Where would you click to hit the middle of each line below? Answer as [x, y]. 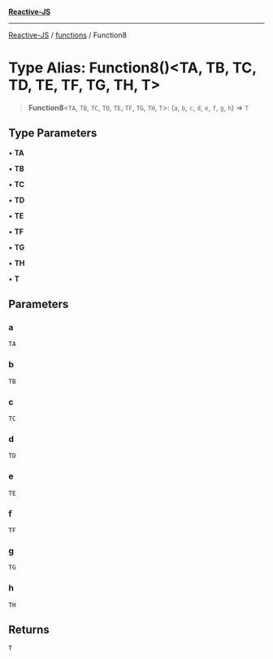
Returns [29, 629]
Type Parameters [53, 133]
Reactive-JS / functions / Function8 [68, 35]
